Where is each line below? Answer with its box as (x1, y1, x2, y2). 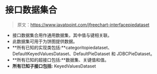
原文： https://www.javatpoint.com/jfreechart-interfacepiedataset (17, 22, 150, 28)
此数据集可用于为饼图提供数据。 (12, 38, 78, 44)
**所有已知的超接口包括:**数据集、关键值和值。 (12, 57, 109, 63)
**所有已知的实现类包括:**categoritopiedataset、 (12, 44, 113, 50)
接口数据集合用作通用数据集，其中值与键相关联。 (12, 32, 112, 38)
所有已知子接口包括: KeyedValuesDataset (12, 63, 96, 69)
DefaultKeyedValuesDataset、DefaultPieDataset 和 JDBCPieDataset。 (12, 50, 155, 57)
